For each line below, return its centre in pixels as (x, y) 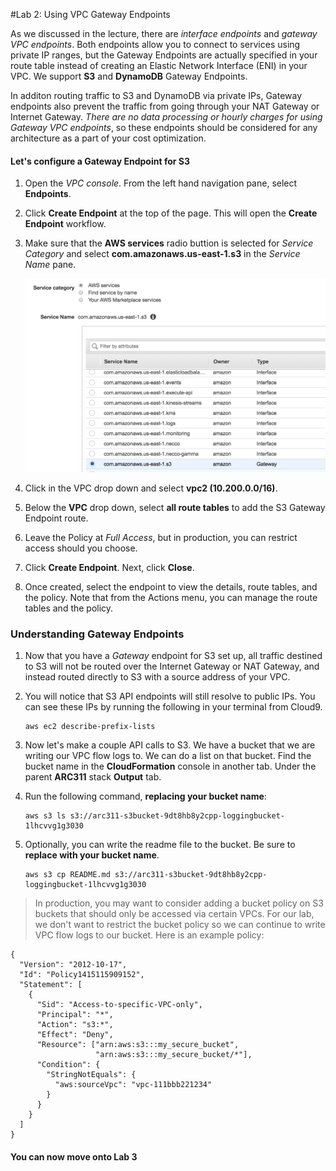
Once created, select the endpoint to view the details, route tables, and (171, 587)
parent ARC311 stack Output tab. (93, 777)
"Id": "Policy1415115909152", (82, 975)
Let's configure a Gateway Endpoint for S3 (100, 161)
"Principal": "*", (75, 1015)
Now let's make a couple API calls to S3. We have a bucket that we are (170, 745)
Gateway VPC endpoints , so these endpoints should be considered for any (164, 127)
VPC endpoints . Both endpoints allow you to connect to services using (155, 44)
